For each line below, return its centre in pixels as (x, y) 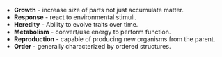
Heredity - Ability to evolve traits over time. (76, 24)
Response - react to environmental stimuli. (75, 17)
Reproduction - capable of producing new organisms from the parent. (114, 39)
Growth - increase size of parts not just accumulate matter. (99, 10)
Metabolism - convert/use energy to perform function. (92, 32)
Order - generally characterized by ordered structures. (92, 46)
